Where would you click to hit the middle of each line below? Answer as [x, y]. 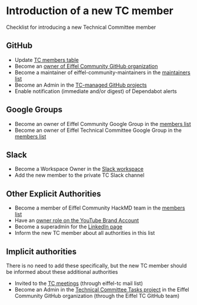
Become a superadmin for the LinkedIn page [68, 227]
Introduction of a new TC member [90, 11]
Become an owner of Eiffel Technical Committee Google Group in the [98, 130]
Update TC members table [47, 59]
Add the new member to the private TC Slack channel [79, 175]
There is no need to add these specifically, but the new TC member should [96, 266]
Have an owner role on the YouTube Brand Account [77, 221]
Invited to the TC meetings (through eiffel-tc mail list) [79, 283]
